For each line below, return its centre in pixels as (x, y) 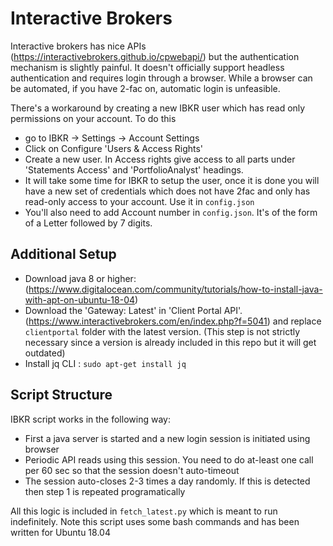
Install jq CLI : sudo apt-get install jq (105, 363)
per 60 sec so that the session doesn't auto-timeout (132, 470)
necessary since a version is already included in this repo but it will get (170, 342)
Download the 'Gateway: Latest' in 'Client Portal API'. (133, 310)
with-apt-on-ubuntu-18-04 (80, 299)
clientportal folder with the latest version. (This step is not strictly (162, 331)
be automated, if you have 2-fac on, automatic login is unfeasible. (145, 88)
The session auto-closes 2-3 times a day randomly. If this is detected (167, 481)
